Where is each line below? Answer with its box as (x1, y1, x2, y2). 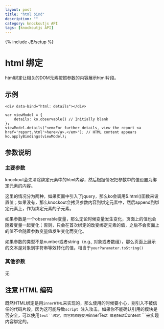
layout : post (5, 7, 32, 12)
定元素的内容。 (5, 183, 35, 189)
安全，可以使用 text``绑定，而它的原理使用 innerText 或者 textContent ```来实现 (9, 312, 159, 318)
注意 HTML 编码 (5, 286, 53, 295)
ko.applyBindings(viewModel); (5, 134, 67, 139)
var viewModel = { (5, 112, 43, 117)
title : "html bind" (5, 12, 45, 17)
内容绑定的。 (5, 318, 31, 324)
